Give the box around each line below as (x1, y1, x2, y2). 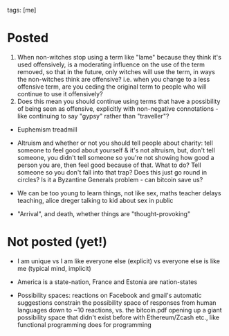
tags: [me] (7, 6, 37, 14)
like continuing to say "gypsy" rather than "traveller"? (17, 112, 170, 120)
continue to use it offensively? (17, 89, 103, 98)
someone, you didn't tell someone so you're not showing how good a (17, 153, 214, 161)
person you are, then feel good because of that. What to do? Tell (17, 161, 202, 169)
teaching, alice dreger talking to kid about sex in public (17, 196, 174, 204)
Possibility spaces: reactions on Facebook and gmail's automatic (17, 291, 202, 299)
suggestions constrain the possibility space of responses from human (17, 298, 217, 307)
